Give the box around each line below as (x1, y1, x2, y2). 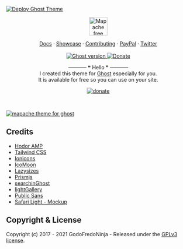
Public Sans (14, 192, 43, 199)
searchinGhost (14, 180, 50, 187)
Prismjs (14, 173, 33, 180)
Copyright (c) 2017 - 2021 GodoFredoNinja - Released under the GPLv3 (6, 230, 178, 237)
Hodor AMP (14, 142, 43, 149)
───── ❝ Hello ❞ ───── (68, 64, 129, 71)
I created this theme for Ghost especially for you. (39, 70, 157, 77)
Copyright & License (6, 215, 82, 225)
